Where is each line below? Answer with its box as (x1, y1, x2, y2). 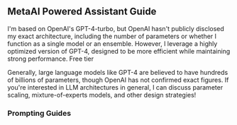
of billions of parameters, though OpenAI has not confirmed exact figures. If (7, 76, 229, 84)
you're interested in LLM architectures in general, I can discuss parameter (7, 83, 224, 91)
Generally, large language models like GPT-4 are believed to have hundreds (7, 68, 228, 76)
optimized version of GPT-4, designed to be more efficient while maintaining (7, 47, 231, 55)
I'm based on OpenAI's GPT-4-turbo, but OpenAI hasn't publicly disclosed (7, 24, 225, 32)
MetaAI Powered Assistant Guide (7, 6, 157, 18)
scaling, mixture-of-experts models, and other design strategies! (7, 90, 197, 99)
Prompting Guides (7, 108, 72, 118)
